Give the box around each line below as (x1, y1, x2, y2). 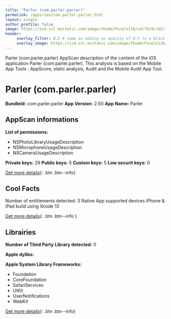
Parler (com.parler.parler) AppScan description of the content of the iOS (5, 55, 157, 61)
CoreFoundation (12, 277, 47, 283)
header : (5, 31, 22, 36)
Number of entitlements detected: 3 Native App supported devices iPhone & (5, 198, 165, 204)
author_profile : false (5, 21, 53, 27)
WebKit (12, 299, 28, 305)
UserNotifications (12, 293, 50, 299)
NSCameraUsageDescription (12, 149, 74, 156)
